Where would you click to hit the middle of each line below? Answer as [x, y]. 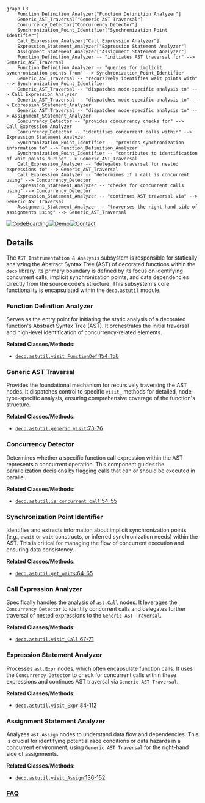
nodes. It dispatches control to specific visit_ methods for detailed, [92, 392]
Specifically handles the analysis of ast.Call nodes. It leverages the [92, 602]
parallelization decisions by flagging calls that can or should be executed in [101, 471]
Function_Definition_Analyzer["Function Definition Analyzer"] [99, 14]
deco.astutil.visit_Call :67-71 [54, 639]
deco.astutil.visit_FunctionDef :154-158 [67, 356]
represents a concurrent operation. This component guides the [85, 464]
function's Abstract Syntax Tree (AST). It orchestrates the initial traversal [98, 326]
